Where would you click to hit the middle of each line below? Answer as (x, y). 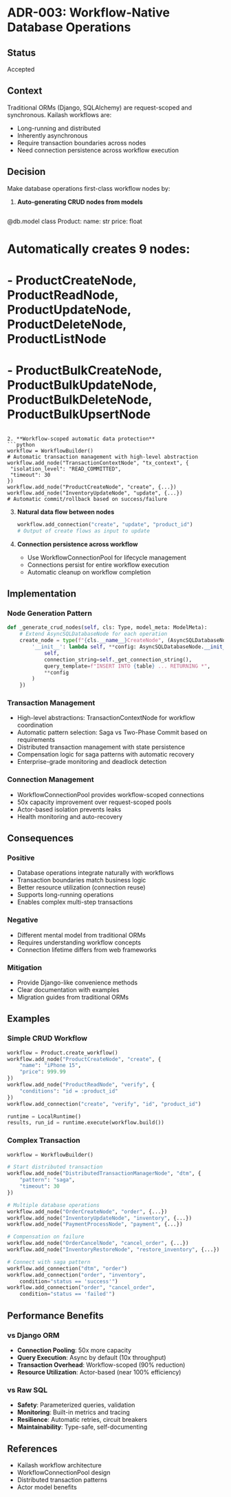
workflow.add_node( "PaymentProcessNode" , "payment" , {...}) (95, 1224)
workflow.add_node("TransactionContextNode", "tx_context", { (98, 463)
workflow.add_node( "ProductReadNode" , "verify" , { (81, 1085)
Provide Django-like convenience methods (77, 982)
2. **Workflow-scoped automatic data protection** (81, 439)
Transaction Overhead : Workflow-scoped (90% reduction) (101, 1365)
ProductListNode (57, 339)
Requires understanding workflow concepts (79, 942)
